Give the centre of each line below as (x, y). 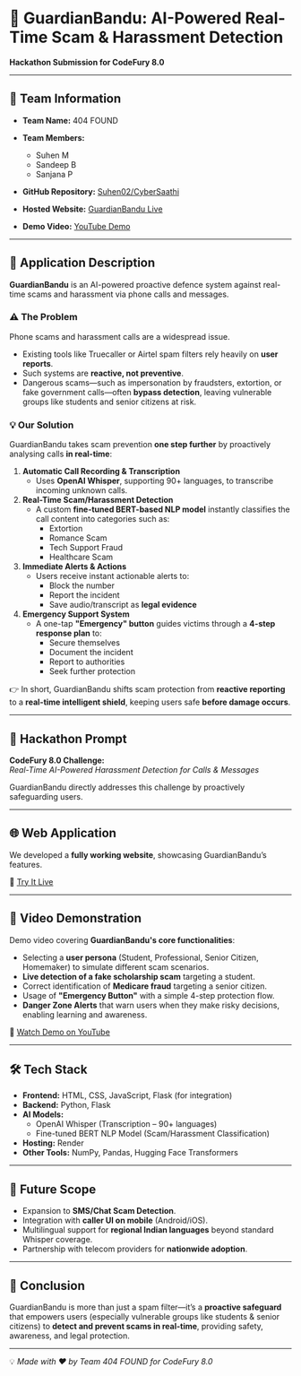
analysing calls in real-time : (61, 454)
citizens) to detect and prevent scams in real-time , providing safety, (137, 1327)
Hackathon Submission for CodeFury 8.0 (87, 62)
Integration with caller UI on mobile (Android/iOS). (115, 1220)
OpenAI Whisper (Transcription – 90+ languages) (126, 1124)
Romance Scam (78, 538)
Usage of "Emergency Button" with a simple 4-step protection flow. (148, 995)
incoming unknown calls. (82, 490)
